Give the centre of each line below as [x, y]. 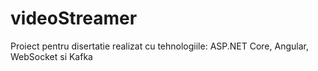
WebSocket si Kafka [51, 56]
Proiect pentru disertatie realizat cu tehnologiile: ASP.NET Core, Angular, [159, 46]
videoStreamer [74, 18]
